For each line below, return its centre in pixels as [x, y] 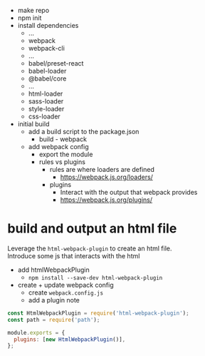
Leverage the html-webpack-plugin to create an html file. [90, 248]
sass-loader [46, 101]
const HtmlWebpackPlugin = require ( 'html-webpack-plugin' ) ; [99, 313]
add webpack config [58, 147]
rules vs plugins [62, 162]
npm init [30, 18]
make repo [33, 10]
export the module [66, 154]
